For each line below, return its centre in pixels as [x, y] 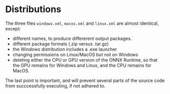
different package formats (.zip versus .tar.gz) [61, 43]
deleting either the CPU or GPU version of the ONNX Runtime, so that [85, 60]
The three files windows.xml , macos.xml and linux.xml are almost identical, [82, 23]
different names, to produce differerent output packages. [72, 38]
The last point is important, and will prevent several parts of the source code [85, 80]
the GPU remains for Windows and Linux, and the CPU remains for [82, 65]
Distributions [33, 9]
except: [13, 28]
